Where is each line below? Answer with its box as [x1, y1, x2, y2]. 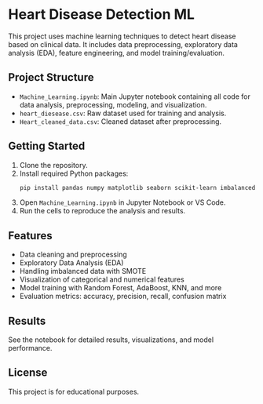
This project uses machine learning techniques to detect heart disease [8, 31, 236, 41]
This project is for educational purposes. [8, 387, 140, 396]
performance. [8, 344, 53, 353]
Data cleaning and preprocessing [19, 249, 127, 260]
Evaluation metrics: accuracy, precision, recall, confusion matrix [19, 292, 227, 301]
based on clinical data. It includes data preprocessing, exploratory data [8, 39, 238, 49]
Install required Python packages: [19, 169, 129, 178]
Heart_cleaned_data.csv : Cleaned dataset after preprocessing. [19, 116, 222, 126]
